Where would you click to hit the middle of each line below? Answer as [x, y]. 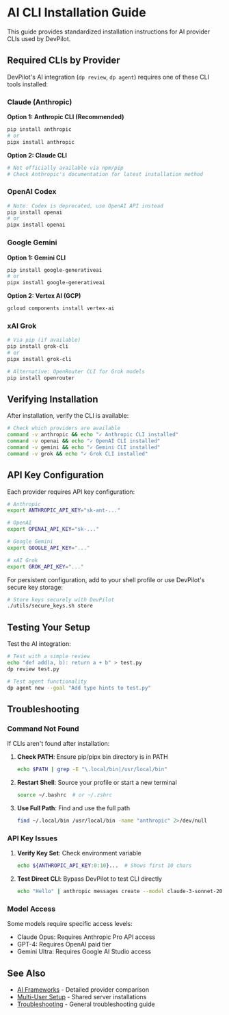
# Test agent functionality [47, 681]
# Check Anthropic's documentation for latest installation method [105, 174]
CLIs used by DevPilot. [39, 38]
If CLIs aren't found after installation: [58, 744]
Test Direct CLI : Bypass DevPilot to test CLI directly [90, 879]
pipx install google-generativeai [56, 283]
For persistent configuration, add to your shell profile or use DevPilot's [106, 579]
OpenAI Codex [32, 192]
